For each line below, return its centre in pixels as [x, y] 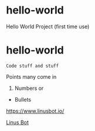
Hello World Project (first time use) [48, 26]
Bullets [23, 99]
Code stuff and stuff [33, 66]
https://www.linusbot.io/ [35, 111]
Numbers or [29, 88]
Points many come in [31, 76]
